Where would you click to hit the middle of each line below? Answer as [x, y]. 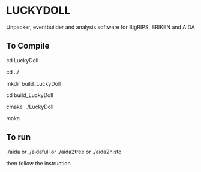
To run [19, 138]
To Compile [28, 46]
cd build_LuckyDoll [30, 95]
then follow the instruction [38, 163]
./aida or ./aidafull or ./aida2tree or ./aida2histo [64, 152]
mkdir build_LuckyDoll [34, 83]
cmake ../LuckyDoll [30, 107]
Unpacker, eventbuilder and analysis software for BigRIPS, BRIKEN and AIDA [100, 27]
